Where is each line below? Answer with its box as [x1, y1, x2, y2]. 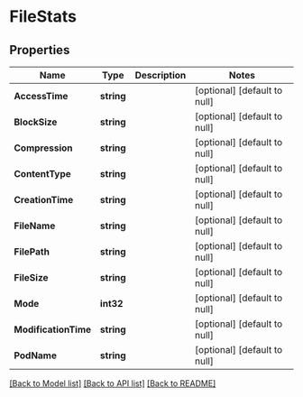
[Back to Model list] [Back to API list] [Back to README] [9, 378, 216, 389]
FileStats [9, 6, 77, 27]
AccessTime [14, 90, 69, 102]
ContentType [14, 168, 72, 180]
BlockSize [14, 115, 58, 128]
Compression [14, 142, 74, 154]
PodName [14, 349, 57, 362]
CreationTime [14, 194, 74, 206]
